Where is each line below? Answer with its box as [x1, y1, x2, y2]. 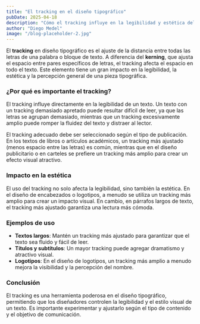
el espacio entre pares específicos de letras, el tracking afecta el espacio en [6, 60, 193, 67]
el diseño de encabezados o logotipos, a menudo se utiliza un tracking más [6, 191, 191, 198]
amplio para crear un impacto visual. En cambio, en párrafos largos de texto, [6, 197, 194, 205]
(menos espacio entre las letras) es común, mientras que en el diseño [6, 144, 177, 151]
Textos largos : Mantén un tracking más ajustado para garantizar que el [14, 232, 189, 240]
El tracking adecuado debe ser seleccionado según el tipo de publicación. [6, 131, 187, 139]
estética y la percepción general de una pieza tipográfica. [6, 73, 148, 80]
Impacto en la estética [6, 171, 71, 180]
